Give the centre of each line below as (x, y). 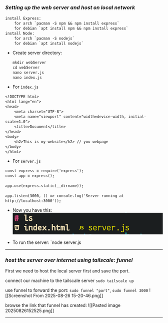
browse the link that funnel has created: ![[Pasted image (63, 305)
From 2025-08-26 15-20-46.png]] (68, 296)
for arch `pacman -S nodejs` (44, 39)
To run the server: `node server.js (47, 242)
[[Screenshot (19, 296)
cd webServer (26, 68)
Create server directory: (37, 53)
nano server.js (28, 73)
